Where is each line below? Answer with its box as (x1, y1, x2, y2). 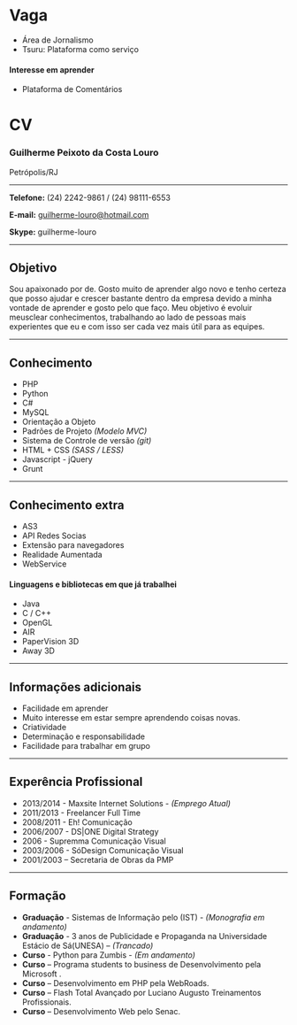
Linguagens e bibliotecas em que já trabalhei (9, 579, 177, 590)
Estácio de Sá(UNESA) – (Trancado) (21, 940, 154, 951)
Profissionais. (21, 997, 72, 1007)
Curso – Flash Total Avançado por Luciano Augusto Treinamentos (21, 987, 262, 998)
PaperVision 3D (21, 636, 80, 647)
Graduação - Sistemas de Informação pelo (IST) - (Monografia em (21, 912, 265, 922)
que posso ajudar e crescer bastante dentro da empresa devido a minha (9, 293, 272, 304)
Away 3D (21, 645, 56, 656)
